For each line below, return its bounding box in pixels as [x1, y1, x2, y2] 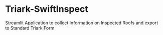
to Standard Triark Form [5, 25, 55, 31]
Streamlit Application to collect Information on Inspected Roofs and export [5, 20, 158, 26]
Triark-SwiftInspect [5, 3, 89, 15]
